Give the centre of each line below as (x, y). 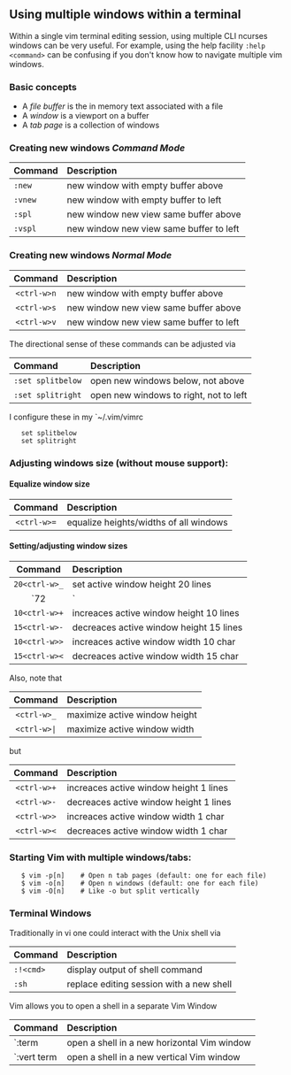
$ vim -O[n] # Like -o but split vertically (110, 891)
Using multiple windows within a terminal (125, 15)
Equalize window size (50, 484)
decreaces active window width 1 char (147, 831)
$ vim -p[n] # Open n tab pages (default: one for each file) (144, 876)
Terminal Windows (50, 913)
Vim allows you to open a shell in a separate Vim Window (113, 1006)
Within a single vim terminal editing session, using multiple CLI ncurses (138, 35)
